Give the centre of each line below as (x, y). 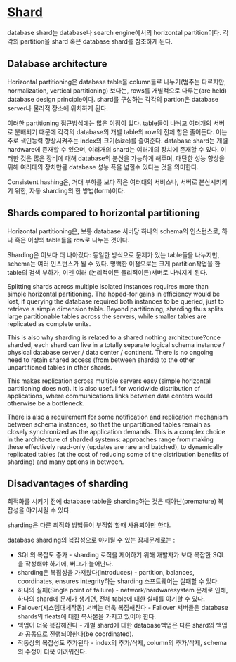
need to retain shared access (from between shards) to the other (101, 360)
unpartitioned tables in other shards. (60, 367)
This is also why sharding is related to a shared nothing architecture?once (114, 337)
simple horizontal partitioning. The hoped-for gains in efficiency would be (113, 294)
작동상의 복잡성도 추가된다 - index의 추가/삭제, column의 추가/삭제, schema (122, 643)
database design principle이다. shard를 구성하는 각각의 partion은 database (113, 99)
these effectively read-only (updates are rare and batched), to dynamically (115, 446)
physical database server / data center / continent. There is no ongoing (110, 352)
